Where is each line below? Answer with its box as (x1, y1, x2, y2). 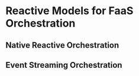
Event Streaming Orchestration (5, 60, 122, 70)
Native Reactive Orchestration (5, 40, 119, 50)
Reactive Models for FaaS (5, 4, 134, 18)
